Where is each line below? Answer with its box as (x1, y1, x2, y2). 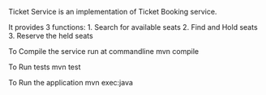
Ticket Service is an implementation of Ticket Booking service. (8, 7, 217, 16)
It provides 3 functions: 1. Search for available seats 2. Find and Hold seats (8, 23, 258, 31)
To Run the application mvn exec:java (8, 78, 134, 87)
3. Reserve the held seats (8, 31, 93, 40)
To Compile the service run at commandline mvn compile (8, 47, 199, 56)
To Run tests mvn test (8, 62, 81, 72)
